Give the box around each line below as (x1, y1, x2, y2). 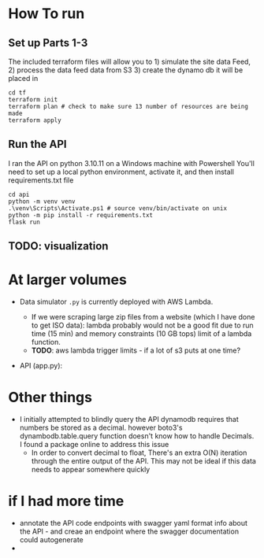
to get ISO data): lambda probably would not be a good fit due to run (31, 320, 254, 331)
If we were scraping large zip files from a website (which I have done (31, 312, 255, 322)
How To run (8, 5, 85, 23)
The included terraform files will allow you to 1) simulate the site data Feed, (8, 57, 251, 66)
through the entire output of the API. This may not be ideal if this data (31, 456, 256, 466)
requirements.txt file (8, 175, 74, 185)
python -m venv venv (8, 198, 76, 205)
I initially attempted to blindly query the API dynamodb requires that (19, 415, 239, 424)
